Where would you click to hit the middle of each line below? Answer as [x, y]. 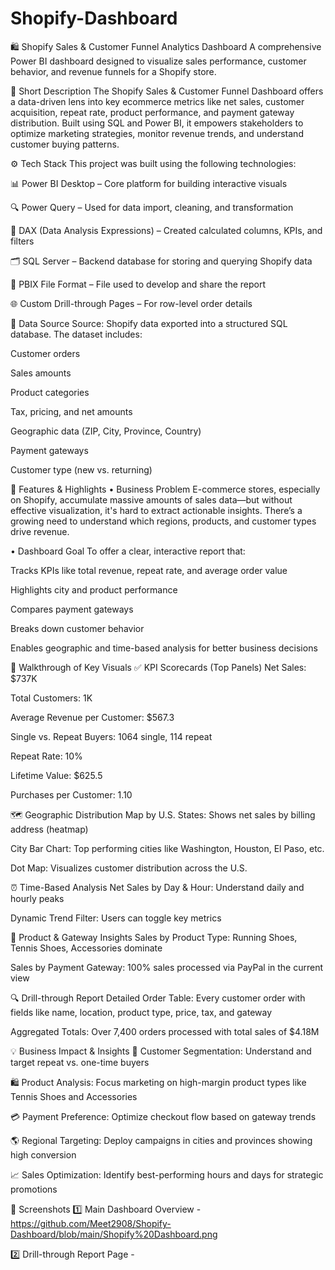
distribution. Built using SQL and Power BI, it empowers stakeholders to [157, 123]
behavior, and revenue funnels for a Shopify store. [113, 71]
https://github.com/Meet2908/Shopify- [91, 1223]
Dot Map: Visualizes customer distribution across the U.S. [129, 868]
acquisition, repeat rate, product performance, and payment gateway [152, 112]
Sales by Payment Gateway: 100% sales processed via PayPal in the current [167, 967]
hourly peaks [37, 898]
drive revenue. [40, 531]
